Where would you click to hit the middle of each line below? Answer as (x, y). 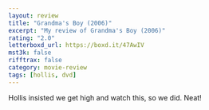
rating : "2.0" (32, 38)
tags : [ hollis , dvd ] (43, 75)
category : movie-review (48, 68)
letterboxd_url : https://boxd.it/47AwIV (77, 45)
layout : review (34, 16)
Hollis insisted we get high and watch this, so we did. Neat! (105, 97)
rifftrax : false (35, 61)
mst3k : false (30, 53)
